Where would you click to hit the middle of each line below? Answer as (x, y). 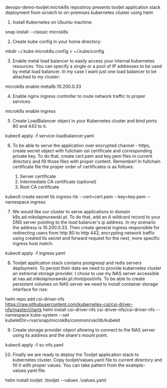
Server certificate (38, 176)
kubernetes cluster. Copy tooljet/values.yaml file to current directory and (87, 360)
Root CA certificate (39, 187)
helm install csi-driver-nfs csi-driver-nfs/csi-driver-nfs (99, 310)
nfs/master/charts (23, 310)
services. (22, 101)
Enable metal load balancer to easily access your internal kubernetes (83, 61)
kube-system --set (50, 315)
